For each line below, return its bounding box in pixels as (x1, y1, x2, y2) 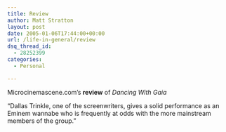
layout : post (7, 23, 46, 30)
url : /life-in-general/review (7, 37, 96, 44)
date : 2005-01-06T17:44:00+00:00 (7, 29, 105, 37)
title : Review (7, 10, 49, 18)
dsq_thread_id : (7, 43, 52, 50)
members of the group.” (7, 117, 77, 125)
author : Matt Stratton (7, 17, 74, 24)
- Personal (13, 62, 46, 70)
